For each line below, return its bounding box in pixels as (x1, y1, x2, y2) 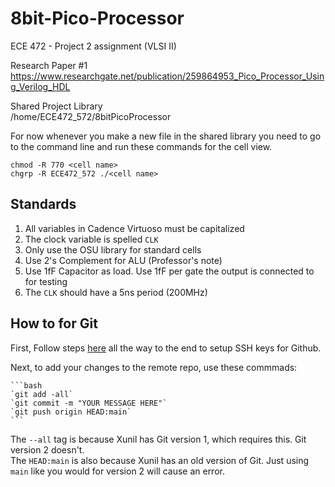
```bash (10, 380, 43, 391)
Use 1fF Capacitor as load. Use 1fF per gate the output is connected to (24, 265, 315, 277)
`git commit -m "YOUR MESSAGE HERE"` (10, 398, 168, 408)
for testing (24, 275, 68, 287)
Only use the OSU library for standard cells (24, 243, 202, 256)
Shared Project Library (10, 100, 103, 112)
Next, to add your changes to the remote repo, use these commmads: (10, 361, 298, 373)
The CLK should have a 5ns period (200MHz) (24, 286, 208, 298)
